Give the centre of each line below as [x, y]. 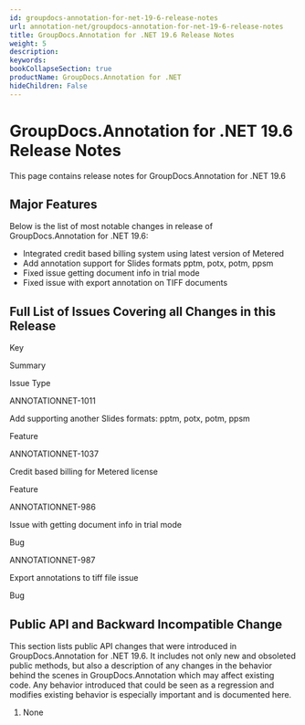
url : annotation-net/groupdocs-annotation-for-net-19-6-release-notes [147, 26]
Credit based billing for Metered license [84, 472]
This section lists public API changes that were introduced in [123, 646]
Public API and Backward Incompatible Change [146, 624]
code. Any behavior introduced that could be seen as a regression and [142, 685]
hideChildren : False [49, 86]
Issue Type [30, 384]
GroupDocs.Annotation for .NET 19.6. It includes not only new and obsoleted [153, 656]
